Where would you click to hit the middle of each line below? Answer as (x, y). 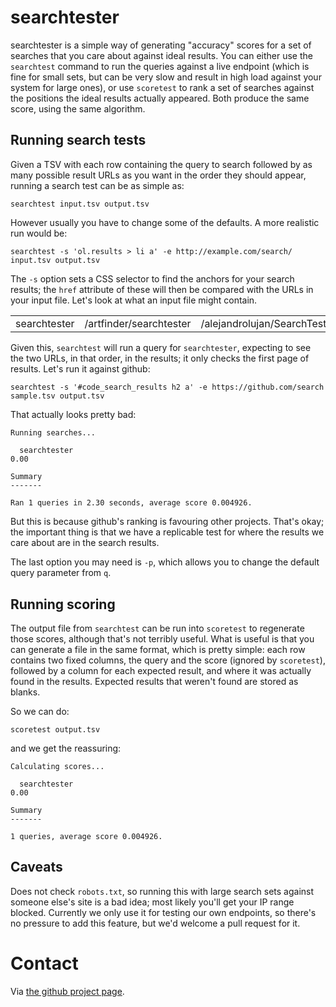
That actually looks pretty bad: (73, 415)
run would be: (39, 233)
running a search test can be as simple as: (97, 185)
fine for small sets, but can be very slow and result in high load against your (166, 77)
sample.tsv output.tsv (57, 396)
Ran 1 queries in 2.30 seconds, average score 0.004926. (131, 503)
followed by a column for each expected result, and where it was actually (161, 671)
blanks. (25, 692)
